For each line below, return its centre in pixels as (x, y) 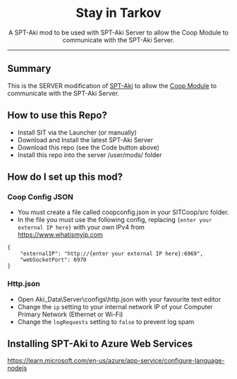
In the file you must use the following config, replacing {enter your (115, 220)
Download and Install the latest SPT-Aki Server (85, 139)
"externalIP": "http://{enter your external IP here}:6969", (111, 254)
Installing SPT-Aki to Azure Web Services (100, 343)
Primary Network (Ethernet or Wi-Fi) (70, 314)
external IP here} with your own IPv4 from (81, 228)
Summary (29, 69)
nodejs (17, 368)
